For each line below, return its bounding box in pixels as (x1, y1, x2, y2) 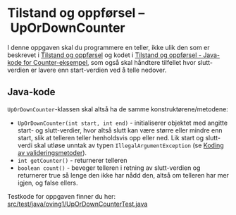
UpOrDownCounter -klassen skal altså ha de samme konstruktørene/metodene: (7, 104, 229, 113)
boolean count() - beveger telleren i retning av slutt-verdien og (17, 164, 201, 172)
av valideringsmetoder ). (17, 148, 87, 156)
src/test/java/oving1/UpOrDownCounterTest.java (7, 199, 148, 208)
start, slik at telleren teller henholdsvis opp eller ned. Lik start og (17, 133, 204, 142)
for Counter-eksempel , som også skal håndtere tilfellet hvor (23, 58, 196, 66)
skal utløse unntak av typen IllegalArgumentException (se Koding (34, 141, 224, 149)
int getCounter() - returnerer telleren (17, 156, 128, 164)
